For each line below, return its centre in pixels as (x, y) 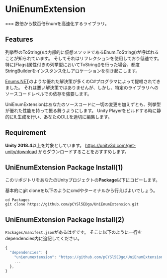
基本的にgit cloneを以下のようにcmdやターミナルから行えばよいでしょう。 (82, 190)
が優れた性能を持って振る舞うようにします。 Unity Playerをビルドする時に (81, 110)
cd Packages (17, 200)
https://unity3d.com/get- (110, 145)
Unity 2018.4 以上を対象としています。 (45, 145)
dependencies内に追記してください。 (43, 238)
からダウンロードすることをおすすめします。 (83, 151)
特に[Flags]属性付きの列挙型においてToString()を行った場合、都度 (73, 64)
